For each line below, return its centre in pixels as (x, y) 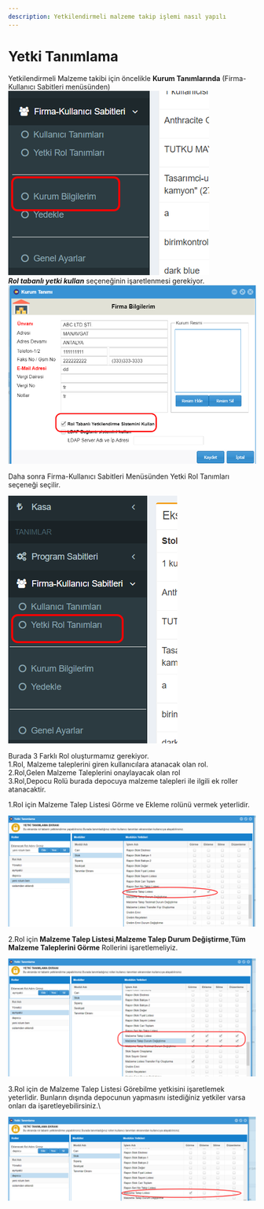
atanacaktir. (27, 789)
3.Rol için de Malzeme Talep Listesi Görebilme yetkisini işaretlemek (117, 1089)
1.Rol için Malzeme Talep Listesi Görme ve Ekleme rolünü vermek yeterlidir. (129, 805)
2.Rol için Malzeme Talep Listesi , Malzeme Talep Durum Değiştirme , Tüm (127, 939)
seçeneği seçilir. (35, 485)
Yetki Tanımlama (63, 56)
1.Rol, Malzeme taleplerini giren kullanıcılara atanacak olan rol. (108, 764)
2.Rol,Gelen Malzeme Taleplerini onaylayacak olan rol (94, 773)
